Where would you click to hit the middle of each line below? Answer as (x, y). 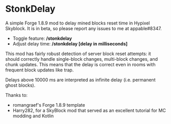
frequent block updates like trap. (40, 70)
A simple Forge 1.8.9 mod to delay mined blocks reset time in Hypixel (78, 23)
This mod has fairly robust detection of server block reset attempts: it (78, 54)
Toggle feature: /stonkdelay (42, 38)
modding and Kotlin (33, 116)
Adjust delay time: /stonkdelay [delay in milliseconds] (70, 43)
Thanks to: (17, 95)
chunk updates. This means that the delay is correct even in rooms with (80, 64)
